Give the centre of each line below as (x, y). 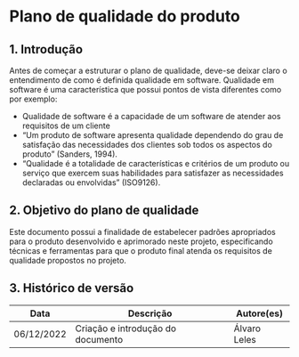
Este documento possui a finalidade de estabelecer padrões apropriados (142, 231)
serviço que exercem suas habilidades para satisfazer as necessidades (153, 173)
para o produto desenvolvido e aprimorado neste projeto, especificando (141, 241)
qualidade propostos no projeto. (68, 260)
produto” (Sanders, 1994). (70, 154)
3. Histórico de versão (72, 288)
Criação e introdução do (125, 329)
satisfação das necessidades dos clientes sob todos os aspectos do (147, 145)
